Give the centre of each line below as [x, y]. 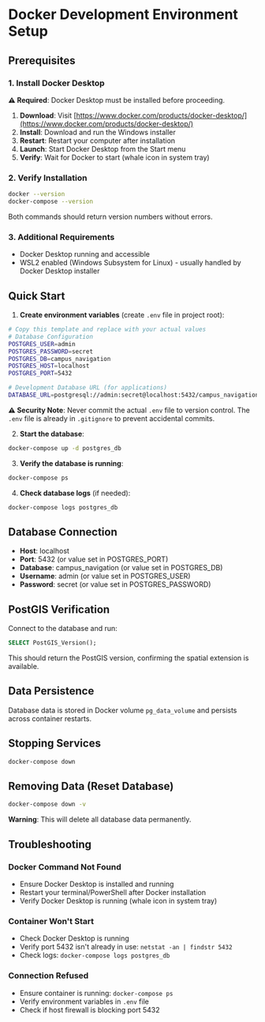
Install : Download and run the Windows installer [97, 132]
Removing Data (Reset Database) [91, 786]
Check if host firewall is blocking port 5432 [90, 1009]
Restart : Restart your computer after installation [97, 141]
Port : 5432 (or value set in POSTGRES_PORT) [94, 559]
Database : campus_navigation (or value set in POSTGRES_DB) [121, 568]
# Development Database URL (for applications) [88, 388]
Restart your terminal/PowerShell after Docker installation [113, 892]
